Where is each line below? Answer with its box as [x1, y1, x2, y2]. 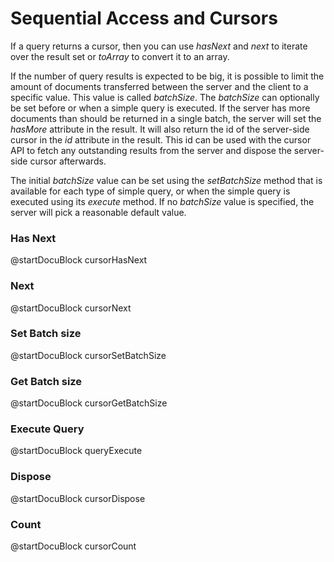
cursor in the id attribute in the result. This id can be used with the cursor [10, 133, 312, 146]
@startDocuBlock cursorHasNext [10, 254, 148, 266]
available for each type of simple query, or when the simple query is [10, 185, 291, 197]
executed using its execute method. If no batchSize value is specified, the [10, 195, 315, 207]
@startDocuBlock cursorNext [10, 302, 132, 314]
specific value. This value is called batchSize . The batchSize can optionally [10, 91, 320, 103]
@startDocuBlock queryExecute [10, 445, 143, 457]
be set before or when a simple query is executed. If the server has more [10, 102, 311, 114]
